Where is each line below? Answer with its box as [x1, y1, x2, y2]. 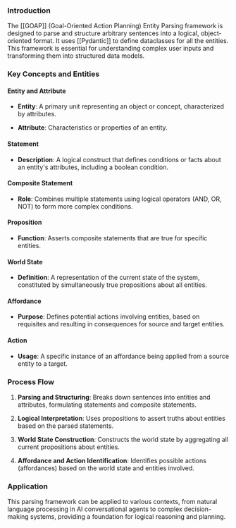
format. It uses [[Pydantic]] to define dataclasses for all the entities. [32, 37, 229, 45]
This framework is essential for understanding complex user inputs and [7, 44, 214, 53]
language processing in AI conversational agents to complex [7, 505, 183, 513]
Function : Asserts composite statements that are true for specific [17, 234, 208, 242]
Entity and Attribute [7, 87, 66, 95]
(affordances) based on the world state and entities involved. [17, 464, 195, 472]
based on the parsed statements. [17, 422, 114, 430]
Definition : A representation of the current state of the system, [17, 274, 200, 282]
